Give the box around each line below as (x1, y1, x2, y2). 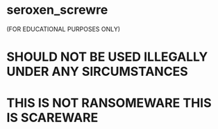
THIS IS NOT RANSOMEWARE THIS (6, 95, 212, 111)
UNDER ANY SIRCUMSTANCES (6, 64, 188, 79)
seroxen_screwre (6, 2, 108, 18)
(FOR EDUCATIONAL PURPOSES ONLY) (6, 25, 121, 33)
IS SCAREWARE (6, 110, 99, 126)
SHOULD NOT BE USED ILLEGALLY (6, 49, 208, 65)
